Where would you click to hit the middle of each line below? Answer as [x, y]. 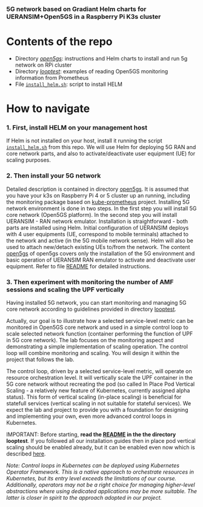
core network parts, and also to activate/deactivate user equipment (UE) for [101, 154]
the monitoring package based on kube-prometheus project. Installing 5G [98, 202]
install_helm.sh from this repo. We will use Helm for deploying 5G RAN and [101, 147]
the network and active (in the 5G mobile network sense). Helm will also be [100, 240]
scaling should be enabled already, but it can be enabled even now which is [101, 447]
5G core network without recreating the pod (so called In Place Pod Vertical [101, 384]
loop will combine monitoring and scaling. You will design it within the [93, 353]
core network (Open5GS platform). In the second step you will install [92, 214]
